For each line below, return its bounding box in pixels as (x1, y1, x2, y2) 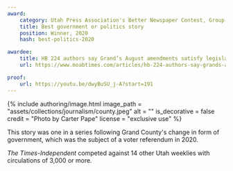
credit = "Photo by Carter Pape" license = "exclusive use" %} (7, 114, 182, 122)
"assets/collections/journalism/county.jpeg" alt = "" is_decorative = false (7, 107, 215, 115)
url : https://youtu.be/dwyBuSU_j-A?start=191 (19, 81, 154, 88)
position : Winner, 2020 (19, 29, 89, 37)
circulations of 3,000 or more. (7, 156, 92, 164)
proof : (7, 74, 26, 81)
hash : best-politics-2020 (19, 36, 95, 43)
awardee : (7, 49, 33, 56)
